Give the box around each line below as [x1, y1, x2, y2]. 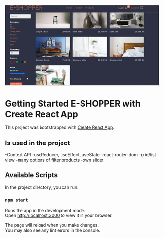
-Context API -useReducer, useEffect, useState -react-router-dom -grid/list [5, 152, 156, 158]
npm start [5, 197, 28, 203]
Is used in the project [5, 139, 70, 147]
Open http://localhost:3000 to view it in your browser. [5, 213, 113, 218]
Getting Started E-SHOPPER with [5, 98, 141, 109]
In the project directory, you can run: [5, 184, 79, 190]
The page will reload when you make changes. [5, 222, 99, 228]
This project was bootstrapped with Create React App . [5, 124, 115, 130]
